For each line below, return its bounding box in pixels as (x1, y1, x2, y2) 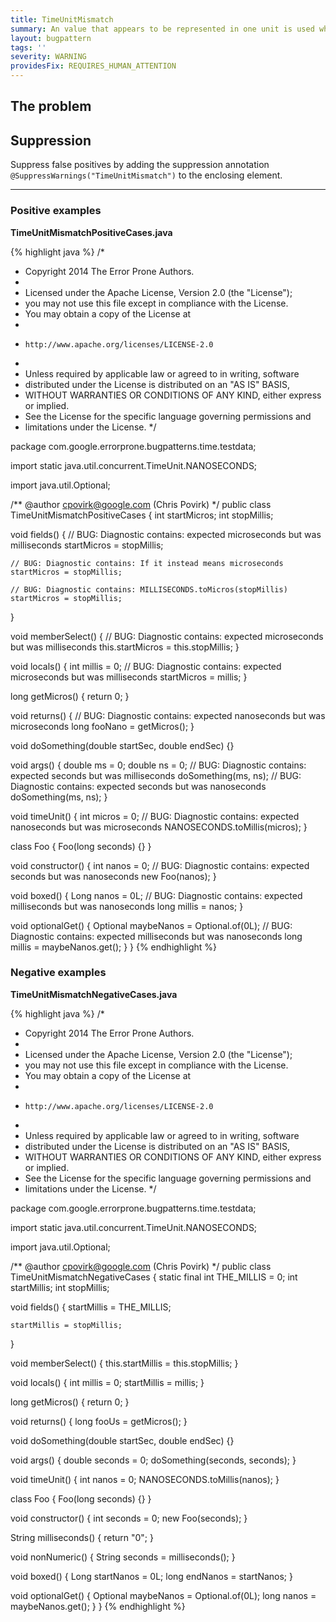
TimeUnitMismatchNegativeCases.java (10, 988, 178, 1000)
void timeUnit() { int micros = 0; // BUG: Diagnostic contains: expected (10, 810, 300, 822)
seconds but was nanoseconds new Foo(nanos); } (10, 870, 217, 882)
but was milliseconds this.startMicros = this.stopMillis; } (10, 641, 240, 653)
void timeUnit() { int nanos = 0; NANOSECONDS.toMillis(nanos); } (10, 1473, 280, 1485)
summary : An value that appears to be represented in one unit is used (10, 24, 315, 34)
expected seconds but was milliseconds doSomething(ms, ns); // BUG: (10, 769, 302, 781)
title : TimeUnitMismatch (10, 14, 114, 25)
